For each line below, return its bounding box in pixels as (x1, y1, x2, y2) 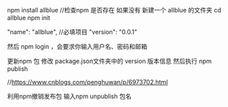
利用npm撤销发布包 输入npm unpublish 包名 (7, 92, 132, 100)
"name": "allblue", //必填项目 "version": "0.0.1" (7, 28, 138, 36)
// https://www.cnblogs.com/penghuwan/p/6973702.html (7, 78, 168, 86)
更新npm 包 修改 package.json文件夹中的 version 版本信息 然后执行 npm (7, 57, 212, 65)
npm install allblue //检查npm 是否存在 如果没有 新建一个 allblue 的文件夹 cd (7, 6, 222, 14)
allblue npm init (7, 14, 50, 22)
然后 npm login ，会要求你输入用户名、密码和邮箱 (7, 43, 147, 50)
